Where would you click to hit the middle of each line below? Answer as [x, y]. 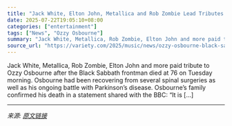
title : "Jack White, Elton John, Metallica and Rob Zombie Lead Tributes [116, 13]
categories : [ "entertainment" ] [52, 26]
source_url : [24, 46]
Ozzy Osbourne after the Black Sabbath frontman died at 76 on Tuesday [110, 73]
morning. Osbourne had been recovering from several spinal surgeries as [112, 80]
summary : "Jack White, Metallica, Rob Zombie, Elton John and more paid [114, 39]
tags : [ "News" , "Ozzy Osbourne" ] [55, 33]
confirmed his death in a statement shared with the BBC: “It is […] [100, 95]
